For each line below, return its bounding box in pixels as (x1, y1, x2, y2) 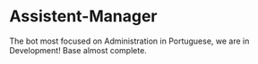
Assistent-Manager (9, 6, 159, 27)
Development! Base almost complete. (9, 44, 148, 55)
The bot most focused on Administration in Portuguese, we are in (9, 36, 250, 46)
